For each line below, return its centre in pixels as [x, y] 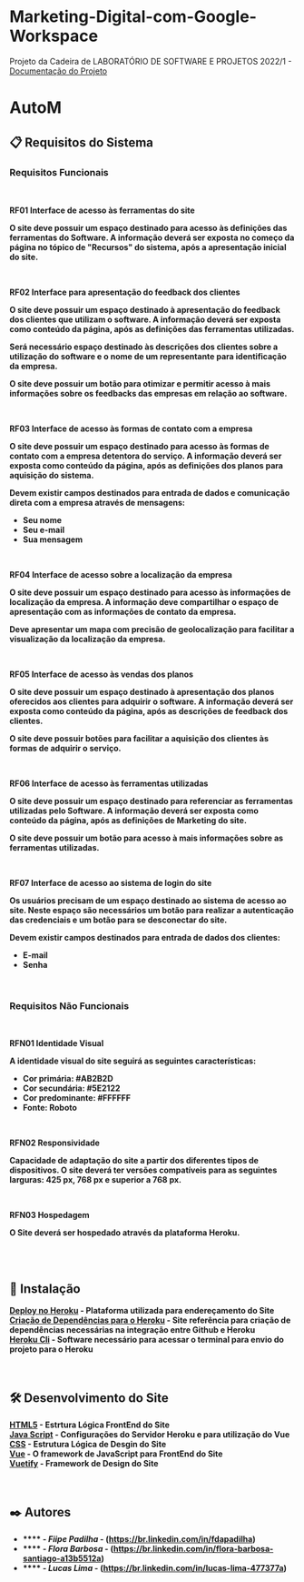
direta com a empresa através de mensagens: [98, 502]
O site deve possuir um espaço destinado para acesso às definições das [148, 227]
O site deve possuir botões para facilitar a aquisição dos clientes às [139, 738]
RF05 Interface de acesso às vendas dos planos [101, 674]
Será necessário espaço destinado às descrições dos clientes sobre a [144, 347]
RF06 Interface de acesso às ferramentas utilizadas [109, 783]
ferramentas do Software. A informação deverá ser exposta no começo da [152, 237]
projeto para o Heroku [51, 1349]
